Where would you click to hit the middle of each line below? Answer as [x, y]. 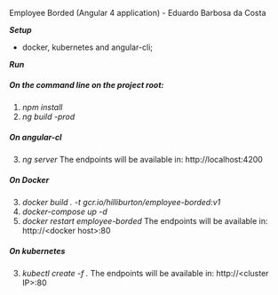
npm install [42, 107]
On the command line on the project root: [87, 84]
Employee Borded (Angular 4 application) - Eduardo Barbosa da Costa [138, 13]
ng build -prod [48, 116]
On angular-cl [36, 137]
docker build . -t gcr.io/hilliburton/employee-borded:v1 [121, 202]
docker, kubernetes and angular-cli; [87, 47]
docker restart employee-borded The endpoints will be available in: [145, 220]
